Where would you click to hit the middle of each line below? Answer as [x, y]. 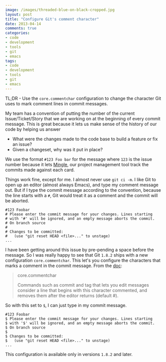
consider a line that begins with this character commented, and [82, 290]
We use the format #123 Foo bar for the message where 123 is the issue [79, 159]
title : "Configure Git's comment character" [52, 19]
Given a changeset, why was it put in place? [58, 149]
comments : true [21, 28]
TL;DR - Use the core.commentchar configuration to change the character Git [83, 98]
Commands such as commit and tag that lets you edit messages [83, 285]
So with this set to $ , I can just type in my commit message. [66, 305]
